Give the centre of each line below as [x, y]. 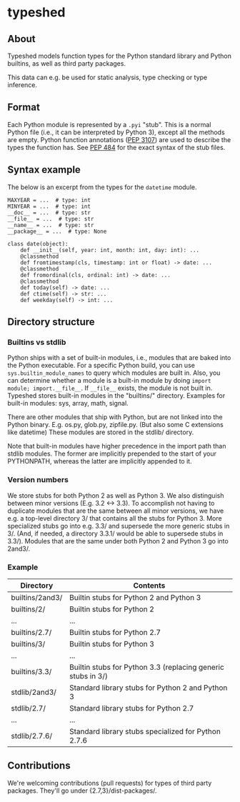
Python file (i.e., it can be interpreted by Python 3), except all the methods [116, 132]
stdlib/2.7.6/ [32, 736]
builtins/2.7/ [31, 632]
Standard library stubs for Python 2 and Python [148, 688]
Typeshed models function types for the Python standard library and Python [120, 56]
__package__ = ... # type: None [57, 231]
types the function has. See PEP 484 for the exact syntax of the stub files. [116, 147]
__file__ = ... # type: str [51, 219]
